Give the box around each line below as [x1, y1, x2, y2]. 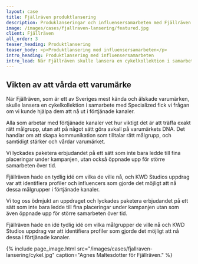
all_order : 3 [6, 36, 38, 42]
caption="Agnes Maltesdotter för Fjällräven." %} [55, 252, 173, 259]
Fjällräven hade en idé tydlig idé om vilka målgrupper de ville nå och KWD [6, 222, 185, 229]
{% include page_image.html [6, 245, 76, 252]
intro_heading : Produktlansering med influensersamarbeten [6, 52, 154, 58]
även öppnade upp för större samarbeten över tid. [6, 210, 128, 217]
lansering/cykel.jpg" [6, 252, 55, 259]
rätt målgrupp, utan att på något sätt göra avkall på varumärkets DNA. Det [6, 126, 186, 133]
